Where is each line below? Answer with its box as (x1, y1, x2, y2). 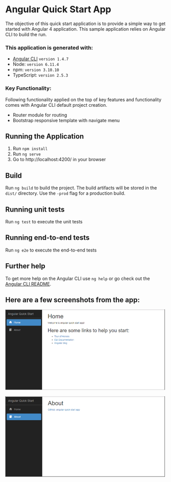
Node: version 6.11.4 (12, 61, 59, 67)
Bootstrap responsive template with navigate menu (12, 117, 120, 123)
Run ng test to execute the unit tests (5, 218, 83, 224)
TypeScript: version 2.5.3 (12, 72, 68, 78)
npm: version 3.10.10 (12, 66, 60, 73)
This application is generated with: (5, 44, 93, 51)
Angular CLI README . (5, 281, 52, 287)
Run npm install (12, 146, 48, 152)
